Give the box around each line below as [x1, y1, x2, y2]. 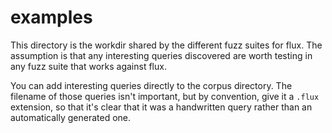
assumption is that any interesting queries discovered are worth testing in [10, 49, 313, 61]
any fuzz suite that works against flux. [10, 60, 167, 72]
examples [10, 6, 93, 29]
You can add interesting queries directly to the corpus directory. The [10, 79, 293, 91]
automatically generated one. [10, 111, 132, 123]
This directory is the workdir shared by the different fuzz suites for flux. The [10, 39, 323, 51]
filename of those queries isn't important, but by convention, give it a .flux [10, 90, 320, 102]
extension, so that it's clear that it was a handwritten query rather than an [10, 101, 313, 113]
